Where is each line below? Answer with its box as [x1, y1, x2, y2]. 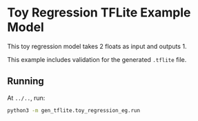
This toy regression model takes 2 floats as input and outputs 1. [7, 42, 187, 50]
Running [7, 76, 45, 87]
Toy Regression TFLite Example [7, 5, 191, 21]
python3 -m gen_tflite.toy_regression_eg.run [7, 107, 140, 114]
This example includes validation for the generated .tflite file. [7, 55, 187, 63]
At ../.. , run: [7, 93, 46, 102]
